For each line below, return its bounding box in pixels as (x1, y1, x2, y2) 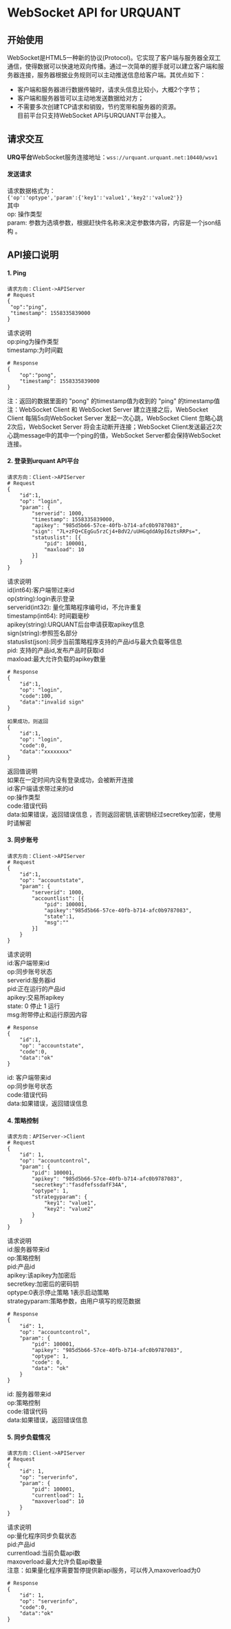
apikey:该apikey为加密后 (7, 1271, 76, 1280)
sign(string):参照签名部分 (7, 628, 78, 637)
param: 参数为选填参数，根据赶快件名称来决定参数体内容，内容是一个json (7, 218, 215, 227)
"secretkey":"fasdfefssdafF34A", (32, 1182, 128, 1189)
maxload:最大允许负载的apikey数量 (7, 655, 107, 663)
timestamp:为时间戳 (7, 346, 63, 354)
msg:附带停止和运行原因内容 (7, 1011, 88, 1019)
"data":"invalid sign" (19, 698, 85, 706)
